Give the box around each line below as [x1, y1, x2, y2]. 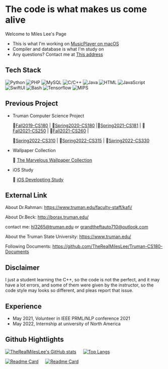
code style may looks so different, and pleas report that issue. [5, 287, 134, 293]
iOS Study [12, 167, 34, 173]
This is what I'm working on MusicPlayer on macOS [12, 40, 119, 46]
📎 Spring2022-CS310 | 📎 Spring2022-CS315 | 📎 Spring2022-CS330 [12, 137, 150, 143]
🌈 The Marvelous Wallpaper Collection [12, 157, 92, 163]
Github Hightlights [5, 335, 64, 344]
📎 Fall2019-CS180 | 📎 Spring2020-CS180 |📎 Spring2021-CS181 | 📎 [12, 122, 145, 128]
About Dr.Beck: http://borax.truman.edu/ [5, 214, 89, 220]
